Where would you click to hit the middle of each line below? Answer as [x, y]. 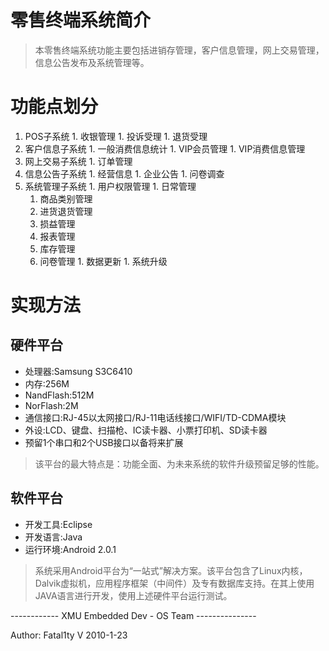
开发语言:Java [53, 537]
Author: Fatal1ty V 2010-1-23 [69, 635]
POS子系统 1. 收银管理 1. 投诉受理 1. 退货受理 [116, 136]
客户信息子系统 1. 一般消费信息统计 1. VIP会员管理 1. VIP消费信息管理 [165, 148]
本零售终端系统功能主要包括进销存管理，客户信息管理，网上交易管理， [179, 50]
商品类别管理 [66, 198]
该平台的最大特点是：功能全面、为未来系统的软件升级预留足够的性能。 [179, 463]
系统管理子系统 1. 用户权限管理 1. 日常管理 [110, 186]
